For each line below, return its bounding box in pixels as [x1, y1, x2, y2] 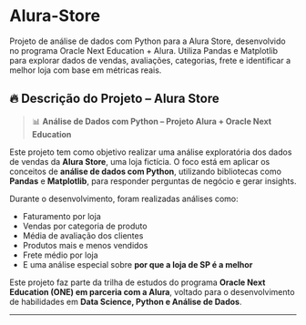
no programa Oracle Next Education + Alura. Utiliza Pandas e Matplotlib [9, 45, 279, 56]
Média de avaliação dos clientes [22, 229, 144, 241]
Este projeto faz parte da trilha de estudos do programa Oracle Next [9, 277, 266, 288]
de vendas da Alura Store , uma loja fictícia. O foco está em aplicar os [9, 156, 270, 167]
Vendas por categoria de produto [22, 220, 148, 231]
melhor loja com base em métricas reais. [9, 65, 162, 76]
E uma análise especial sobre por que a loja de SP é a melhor [22, 259, 253, 269]
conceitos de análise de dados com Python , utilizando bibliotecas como [9, 166, 282, 177]
